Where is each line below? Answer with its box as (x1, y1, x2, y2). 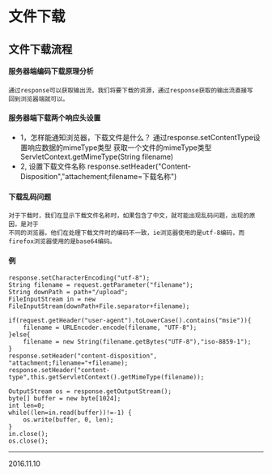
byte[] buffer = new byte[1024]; (8, 395, 121, 403)
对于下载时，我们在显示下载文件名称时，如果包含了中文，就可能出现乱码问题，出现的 (8, 212, 249, 220)
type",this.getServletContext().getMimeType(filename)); (8, 374, 205, 382)
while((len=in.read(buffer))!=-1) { (8, 409, 132, 417)
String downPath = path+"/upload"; (8, 289, 129, 297)
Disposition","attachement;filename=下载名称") (19, 171, 177, 181)
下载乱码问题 (8, 191, 51, 201)
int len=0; (8, 402, 45, 410)
